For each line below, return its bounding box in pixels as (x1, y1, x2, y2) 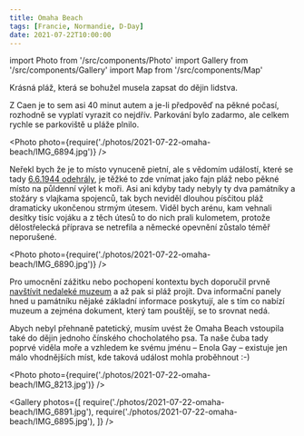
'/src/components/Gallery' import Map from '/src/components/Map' (9, 64, 263, 75)
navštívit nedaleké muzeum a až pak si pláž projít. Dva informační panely (9, 286, 281, 297)
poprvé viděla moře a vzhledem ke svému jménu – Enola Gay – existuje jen (9, 342, 288, 353)
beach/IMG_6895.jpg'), (9, 416, 95, 427)
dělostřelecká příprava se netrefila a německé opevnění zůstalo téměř (9, 222, 270, 233)
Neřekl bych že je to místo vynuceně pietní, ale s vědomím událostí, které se (9, 164, 293, 175)
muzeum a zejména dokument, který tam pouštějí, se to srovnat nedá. (9, 305, 270, 316)
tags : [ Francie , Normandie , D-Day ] (9, 22, 144, 31)
